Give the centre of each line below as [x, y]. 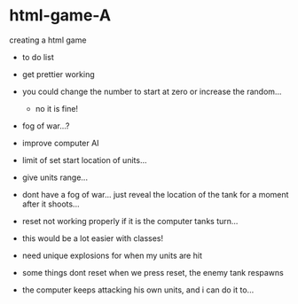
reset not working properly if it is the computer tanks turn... [130, 221]
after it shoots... [51, 204]
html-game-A [60, 16]
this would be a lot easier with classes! [93, 238]
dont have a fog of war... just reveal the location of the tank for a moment [155, 194]
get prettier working [58, 74]
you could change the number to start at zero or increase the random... [152, 91]
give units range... [55, 177]
